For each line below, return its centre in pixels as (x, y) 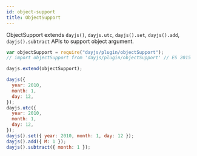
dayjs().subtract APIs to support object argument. (70, 41)
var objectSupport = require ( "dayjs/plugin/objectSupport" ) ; (85, 52)
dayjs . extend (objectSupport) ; (45, 69)
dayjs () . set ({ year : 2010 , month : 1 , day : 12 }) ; (70, 136)
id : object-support (31, 12)
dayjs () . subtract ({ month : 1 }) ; (48, 147)
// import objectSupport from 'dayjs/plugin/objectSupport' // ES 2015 (98, 58)
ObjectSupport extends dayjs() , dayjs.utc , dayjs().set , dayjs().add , (93, 34)
